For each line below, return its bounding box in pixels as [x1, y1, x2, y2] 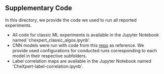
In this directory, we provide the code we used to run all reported [5, 17, 137, 23]
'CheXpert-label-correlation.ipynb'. [12, 63, 83, 69]
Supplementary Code [5, 4, 72, 12]
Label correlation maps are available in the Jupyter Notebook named [12, 58, 152, 64]
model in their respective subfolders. [12, 53, 87, 59]
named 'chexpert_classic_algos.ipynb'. [12, 37, 91, 43]
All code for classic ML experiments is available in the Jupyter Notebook [12, 32, 159, 37]
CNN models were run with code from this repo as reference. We [12, 42, 144, 48]
